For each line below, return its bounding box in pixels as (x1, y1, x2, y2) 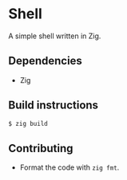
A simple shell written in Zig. (8, 31, 101, 41)
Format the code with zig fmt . (19, 162, 120, 172)
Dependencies (8, 54, 82, 68)
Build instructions (8, 99, 98, 112)
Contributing (8, 141, 73, 155)
